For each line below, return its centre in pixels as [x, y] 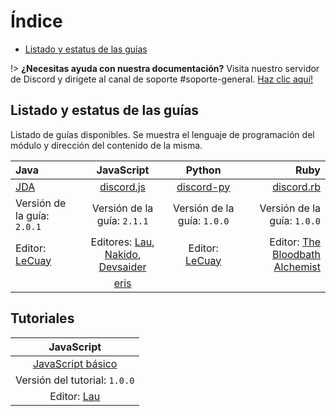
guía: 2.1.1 [122, 220]
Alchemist [297, 267]
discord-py [203, 187]
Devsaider [122, 267]
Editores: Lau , [122, 242]
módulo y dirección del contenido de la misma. [106, 145]
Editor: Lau [75, 396]
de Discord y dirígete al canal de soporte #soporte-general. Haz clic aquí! [162, 79]
